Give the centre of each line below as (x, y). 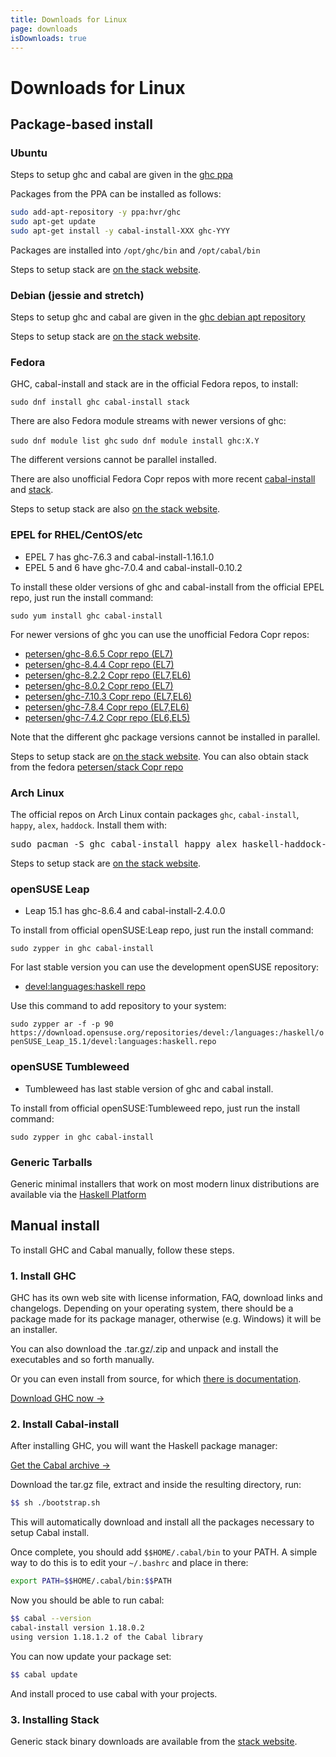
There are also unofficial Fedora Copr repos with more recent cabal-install (163, 479)
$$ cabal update (44, 1674)
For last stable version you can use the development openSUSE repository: (165, 967)
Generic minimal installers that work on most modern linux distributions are (165, 1183)
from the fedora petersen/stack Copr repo (97, 767)
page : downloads (44, 29)
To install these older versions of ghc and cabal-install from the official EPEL (167, 587)
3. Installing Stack (55, 1719)
